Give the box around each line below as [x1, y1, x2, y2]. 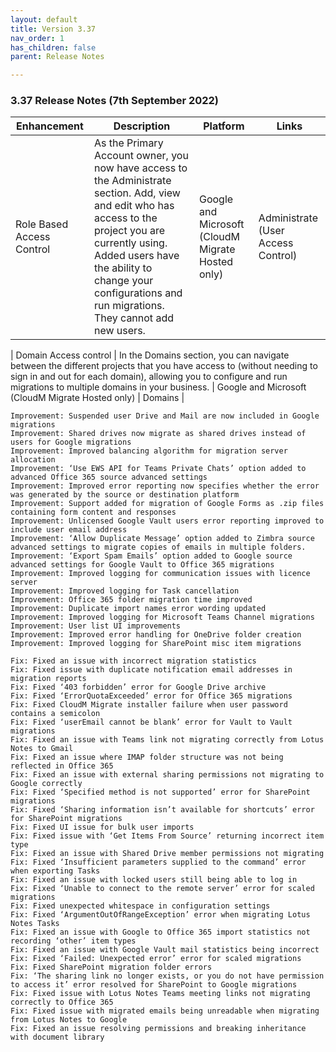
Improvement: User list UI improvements [10, 621, 182, 631]
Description [113, 119, 171, 133]
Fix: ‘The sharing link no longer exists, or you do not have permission [10, 971, 325, 981]
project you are [93, 224, 166, 238]
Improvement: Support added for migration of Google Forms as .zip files [10, 499, 325, 509]
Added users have [93, 249, 180, 263]
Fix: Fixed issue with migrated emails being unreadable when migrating [10, 1006, 320, 1016]
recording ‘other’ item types [10, 936, 137, 946]
